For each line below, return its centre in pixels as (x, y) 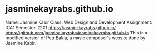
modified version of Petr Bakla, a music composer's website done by (76, 38)
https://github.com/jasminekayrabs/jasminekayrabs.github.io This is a (77, 33)
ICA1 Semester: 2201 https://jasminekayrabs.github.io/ (61, 27)
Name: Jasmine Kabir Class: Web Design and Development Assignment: (79, 22)
